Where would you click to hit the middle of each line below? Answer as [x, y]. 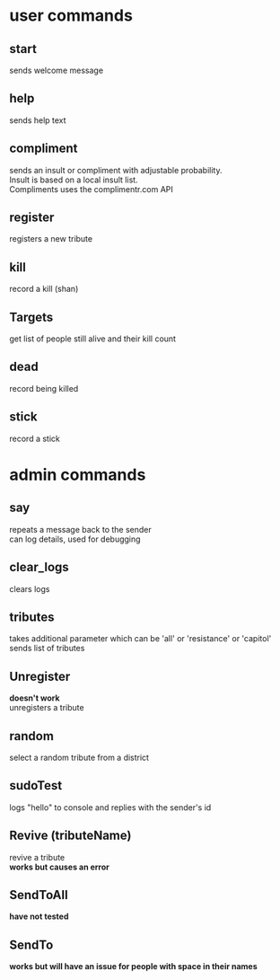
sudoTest [36, 786]
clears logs [30, 588]
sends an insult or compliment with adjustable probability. [116, 170]
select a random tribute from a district [79, 757]
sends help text [38, 120]
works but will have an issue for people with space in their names [133, 967]
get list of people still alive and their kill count [93, 339]
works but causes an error [59, 867]
